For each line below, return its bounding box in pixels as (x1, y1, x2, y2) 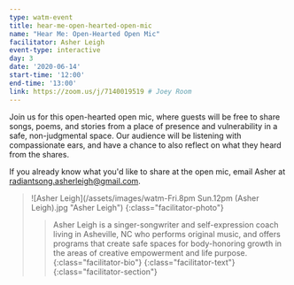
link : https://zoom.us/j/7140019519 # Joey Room (9, 87, 192, 96)
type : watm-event (9, 12, 73, 22)
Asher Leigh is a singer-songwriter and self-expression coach (52, 219, 279, 230)
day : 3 (9, 54, 34, 63)
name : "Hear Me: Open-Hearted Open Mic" (9, 29, 161, 38)
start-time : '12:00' (9, 71, 86, 80)
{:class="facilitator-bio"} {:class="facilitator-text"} (52, 257, 236, 267)
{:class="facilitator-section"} (52, 266, 158, 277)
